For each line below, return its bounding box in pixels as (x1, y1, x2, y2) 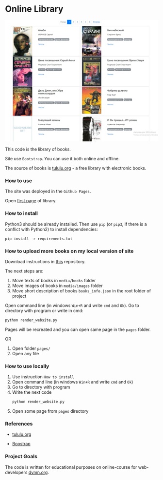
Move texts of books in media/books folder (12, 277, 96, 283)
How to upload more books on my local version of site (5, 248, 134, 254)
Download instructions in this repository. (5, 258, 86, 264)
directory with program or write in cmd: (5, 307, 83, 313)
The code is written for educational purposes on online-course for (5, 464, 137, 470)
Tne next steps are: (5, 268, 44, 274)
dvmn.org (28, 469, 48, 475)
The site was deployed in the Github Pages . (5, 189, 91, 194)
